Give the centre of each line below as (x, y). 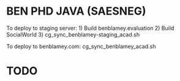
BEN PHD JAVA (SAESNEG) (76, 11)
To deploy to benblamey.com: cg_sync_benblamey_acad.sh (81, 46)
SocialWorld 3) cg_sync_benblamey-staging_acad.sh (73, 34)
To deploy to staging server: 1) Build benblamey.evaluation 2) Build (90, 28)
